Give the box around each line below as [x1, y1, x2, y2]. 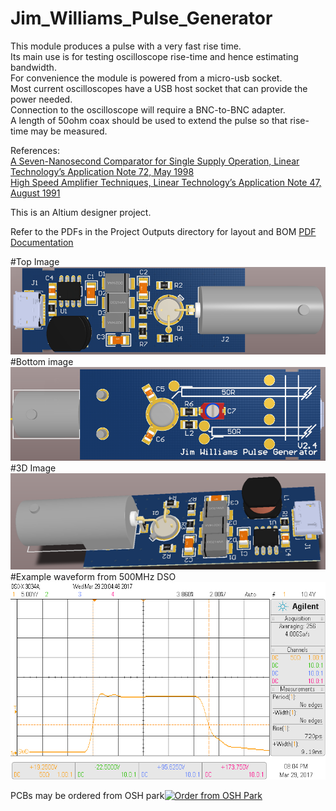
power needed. [10, 93, 73, 105]
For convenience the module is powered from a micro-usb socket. [10, 72, 283, 84]
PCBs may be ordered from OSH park [10, 790, 165, 802]
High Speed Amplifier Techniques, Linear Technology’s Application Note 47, [10, 176, 322, 188]
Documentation [10, 236, 74, 248]
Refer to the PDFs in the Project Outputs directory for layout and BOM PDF [10, 225, 317, 237]
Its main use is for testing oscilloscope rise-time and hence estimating [10, 50, 299, 62]
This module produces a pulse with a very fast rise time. [10, 40, 242, 52]
